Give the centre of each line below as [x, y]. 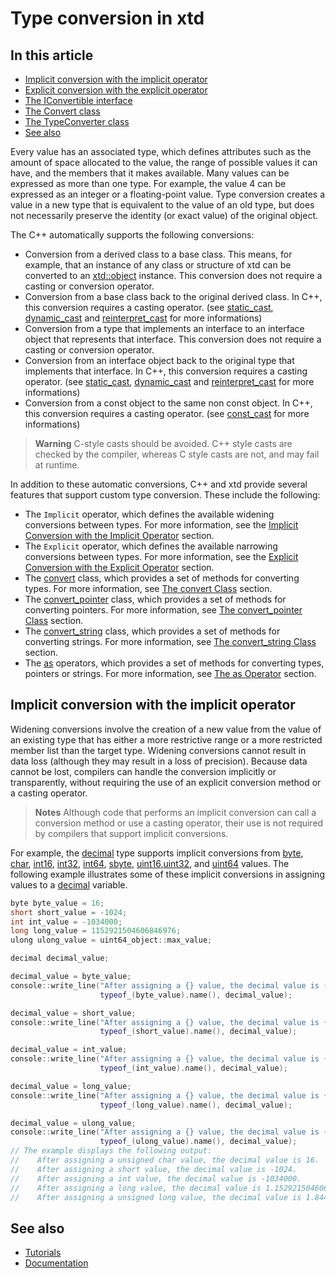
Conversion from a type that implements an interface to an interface [164, 328]
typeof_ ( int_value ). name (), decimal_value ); [193, 1068]
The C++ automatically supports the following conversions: [132, 235]
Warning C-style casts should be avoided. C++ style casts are [163, 443]
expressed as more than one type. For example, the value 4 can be [148, 183]
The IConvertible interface [78, 100]
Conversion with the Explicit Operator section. [119, 567]
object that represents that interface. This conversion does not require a [173, 339]
